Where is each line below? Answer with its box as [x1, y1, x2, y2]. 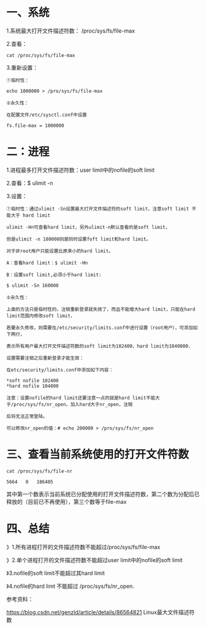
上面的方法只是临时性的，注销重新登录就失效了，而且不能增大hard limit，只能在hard [6, 306, 196, 312]
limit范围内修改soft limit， [6, 312, 75, 319]
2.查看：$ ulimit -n [6, 179, 53, 187]
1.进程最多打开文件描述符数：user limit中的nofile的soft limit [6, 166, 155, 174]
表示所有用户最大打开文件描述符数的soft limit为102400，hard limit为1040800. [6, 343, 191, 349]
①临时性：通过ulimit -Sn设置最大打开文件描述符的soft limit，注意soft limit [6, 206, 189, 212]
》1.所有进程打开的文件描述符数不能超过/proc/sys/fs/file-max [6, 543, 161, 550]
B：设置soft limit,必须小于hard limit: [6, 271, 102, 278]
